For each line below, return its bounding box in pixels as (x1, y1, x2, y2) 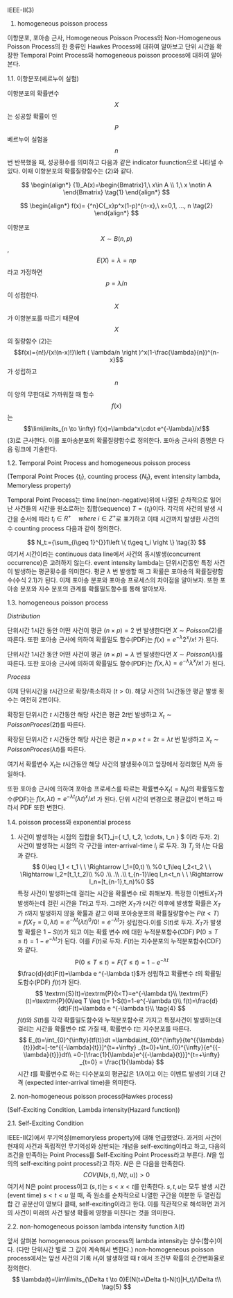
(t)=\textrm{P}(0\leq (25, 997, 82, 1005)
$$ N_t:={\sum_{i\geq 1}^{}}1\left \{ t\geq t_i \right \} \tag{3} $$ (26, 538, 207, 547)
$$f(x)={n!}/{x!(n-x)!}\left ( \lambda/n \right (13, 348, 137, 356)
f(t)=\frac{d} (183, 997, 218, 1005)
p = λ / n (105, 279, 128, 287)
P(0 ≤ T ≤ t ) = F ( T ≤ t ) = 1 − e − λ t (74, 956, 169, 966)
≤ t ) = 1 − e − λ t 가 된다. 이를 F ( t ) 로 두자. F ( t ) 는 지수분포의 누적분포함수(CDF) (17, 936, 222, 945)
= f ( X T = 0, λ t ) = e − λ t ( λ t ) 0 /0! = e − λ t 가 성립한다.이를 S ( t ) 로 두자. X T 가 (17, 916, 209, 928)
